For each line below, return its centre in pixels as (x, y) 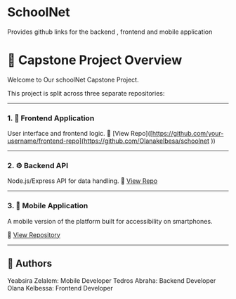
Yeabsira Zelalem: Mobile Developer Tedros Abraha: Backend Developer (112, 280)
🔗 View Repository (34, 235)
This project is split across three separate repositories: (86, 93)
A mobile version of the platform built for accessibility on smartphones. (110, 221)
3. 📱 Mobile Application (48, 206)
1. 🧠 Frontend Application (51, 118)
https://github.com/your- (188, 134)
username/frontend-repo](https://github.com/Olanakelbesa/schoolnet (108, 141)
